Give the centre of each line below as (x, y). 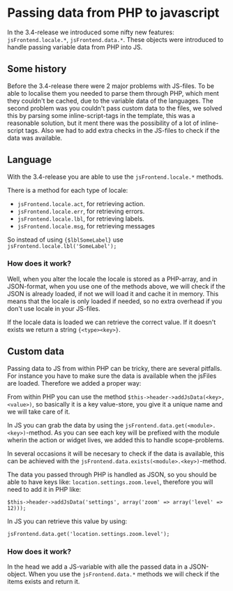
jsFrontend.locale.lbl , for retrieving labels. (81, 219)
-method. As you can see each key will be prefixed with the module (122, 432)
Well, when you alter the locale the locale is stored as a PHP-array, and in (112, 279)
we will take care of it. (39, 411)
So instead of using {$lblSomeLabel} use (66, 240)
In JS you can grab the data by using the (66, 425)
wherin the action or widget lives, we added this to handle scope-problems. (116, 440)
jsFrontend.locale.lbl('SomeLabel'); (62, 246)
